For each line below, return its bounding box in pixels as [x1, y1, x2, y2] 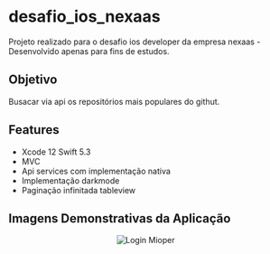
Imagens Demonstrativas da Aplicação [8, 211, 231, 226]
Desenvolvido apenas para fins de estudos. [8, 45, 170, 56]
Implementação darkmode [21, 174, 120, 186]
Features [8, 122, 60, 137]
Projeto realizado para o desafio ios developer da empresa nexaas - [8, 36, 261, 47]
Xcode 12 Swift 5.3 [21, 146, 91, 157]
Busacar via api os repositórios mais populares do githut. [8, 96, 220, 107]
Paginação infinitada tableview [21, 184, 136, 195]
